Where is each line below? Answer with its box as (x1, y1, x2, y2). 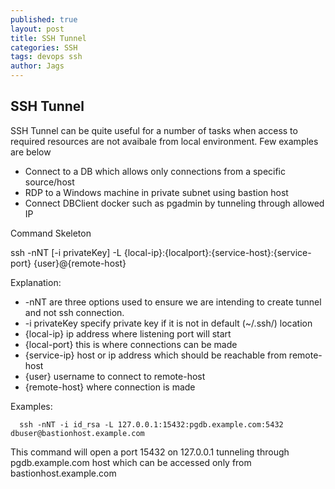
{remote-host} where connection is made (24, 381, 196, 393)
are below (10, 146, 52, 158)
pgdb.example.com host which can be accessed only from (10, 456, 252, 468)
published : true (10, 14, 78, 25)
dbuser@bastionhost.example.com (10, 428, 145, 438)
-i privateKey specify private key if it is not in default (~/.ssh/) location (24, 317, 313, 329)
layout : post (10, 24, 65, 34)
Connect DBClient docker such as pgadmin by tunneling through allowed (24, 197, 325, 209)
